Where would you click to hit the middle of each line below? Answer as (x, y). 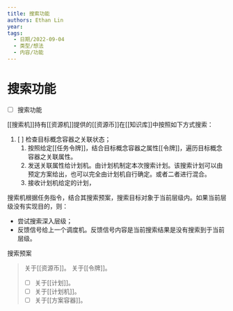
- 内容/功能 (29, 53)
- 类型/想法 (29, 46)
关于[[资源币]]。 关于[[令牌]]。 (67, 268)
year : (15, 26)
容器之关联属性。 (52, 157)
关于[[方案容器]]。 (61, 300)
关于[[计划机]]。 (58, 291)
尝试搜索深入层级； (45, 221)
